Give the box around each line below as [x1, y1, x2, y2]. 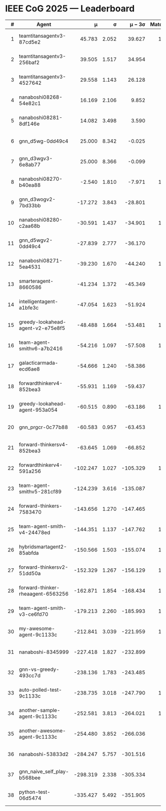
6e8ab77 [19, 161, 41, 168]
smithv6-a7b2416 [19, 345, 63, 352]
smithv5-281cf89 [19, 488, 62, 495]
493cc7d [19, 672, 41, 679]
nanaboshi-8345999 [19, 649, 69, 655]
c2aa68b [19, 222, 41, 229]
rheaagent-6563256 [19, 590, 69, 597]
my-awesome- [19, 625, 55, 632]
